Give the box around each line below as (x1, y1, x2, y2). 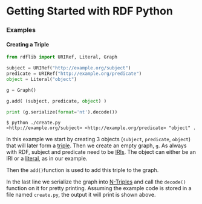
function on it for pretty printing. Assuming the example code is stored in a (6, 185, 192, 192)
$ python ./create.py (6, 120, 61, 126)
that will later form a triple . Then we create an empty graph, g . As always (6, 142, 187, 149)
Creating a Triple (6, 40, 50, 48)
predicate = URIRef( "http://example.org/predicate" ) (6, 71, 142, 77)
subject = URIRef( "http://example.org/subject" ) (6, 65, 131, 71)
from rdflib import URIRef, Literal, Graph (6, 54, 118, 60)
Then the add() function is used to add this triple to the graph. (6, 167, 159, 174)
